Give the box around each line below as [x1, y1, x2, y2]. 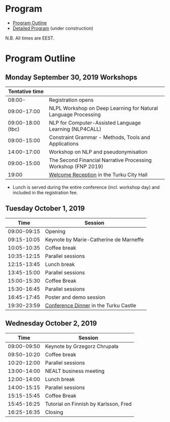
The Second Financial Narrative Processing [49, 157, 152, 164]
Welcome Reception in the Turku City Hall [49, 171, 148, 178]
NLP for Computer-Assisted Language [49, 119, 141, 126]
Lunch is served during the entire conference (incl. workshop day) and [12, 184, 160, 190]
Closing [45, 408, 63, 415]
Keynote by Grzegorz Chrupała [45, 342, 119, 350]
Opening [45, 227, 66, 235]
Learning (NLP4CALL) [49, 125, 102, 132]
